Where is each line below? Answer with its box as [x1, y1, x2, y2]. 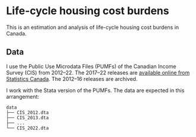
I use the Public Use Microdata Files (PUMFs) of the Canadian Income [6, 63, 176, 70]
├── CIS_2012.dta [6, 109, 49, 116]
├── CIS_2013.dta [6, 115, 49, 120]
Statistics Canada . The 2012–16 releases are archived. [6, 75, 138, 82]
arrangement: [6, 93, 40, 100]
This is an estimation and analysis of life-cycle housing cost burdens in [6, 24, 179, 31]
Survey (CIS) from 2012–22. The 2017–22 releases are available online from [6, 69, 190, 76]
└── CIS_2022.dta [6, 125, 49, 131]
